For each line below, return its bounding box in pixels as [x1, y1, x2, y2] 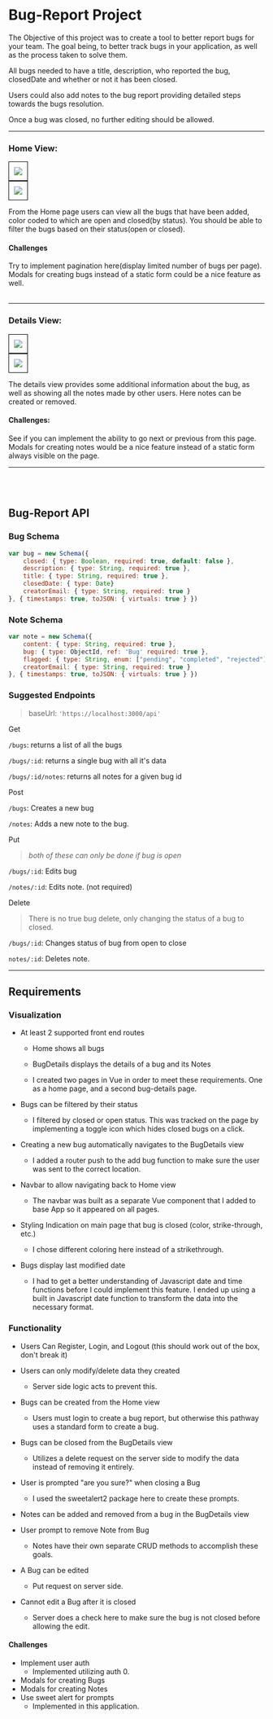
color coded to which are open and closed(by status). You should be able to [8, 216, 262, 226]
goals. [32, 1550, 54, 1559]
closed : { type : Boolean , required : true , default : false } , [23, 556, 235, 565]
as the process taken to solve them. [8, 50, 128, 59]
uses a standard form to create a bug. [32, 1422, 159, 1431]
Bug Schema [8, 531, 59, 543]
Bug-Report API [8, 507, 90, 521]
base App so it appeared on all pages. [32, 1204, 160, 1215]
